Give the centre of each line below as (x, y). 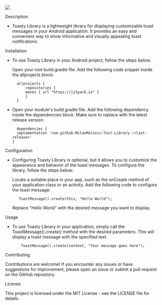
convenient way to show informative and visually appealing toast (77, 36)
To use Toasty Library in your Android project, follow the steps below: (81, 60)
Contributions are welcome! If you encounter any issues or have (69, 264)
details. (12, 298)
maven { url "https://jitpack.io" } (62, 92)
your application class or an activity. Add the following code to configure (85, 185)
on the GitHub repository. (30, 274)
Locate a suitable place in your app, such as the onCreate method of (81, 180)
